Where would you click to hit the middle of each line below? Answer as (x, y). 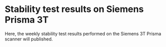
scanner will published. (29, 39)
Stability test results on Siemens (74, 9)
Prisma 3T (27, 20)
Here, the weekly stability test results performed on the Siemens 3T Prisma (83, 33)
